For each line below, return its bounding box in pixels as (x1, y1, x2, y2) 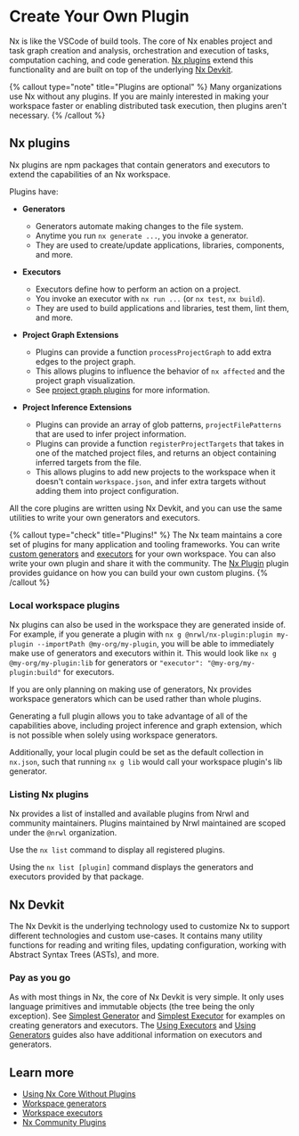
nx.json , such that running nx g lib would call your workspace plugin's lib (9, 756, 283, 768)
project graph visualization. (35, 375, 136, 385)
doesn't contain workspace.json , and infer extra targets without (35, 475, 266, 487)
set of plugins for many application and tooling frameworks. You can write (9, 539, 280, 549)
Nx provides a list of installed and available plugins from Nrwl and (9, 809, 249, 819)
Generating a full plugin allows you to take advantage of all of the (9, 711, 248, 721)
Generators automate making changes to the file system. (35, 220, 244, 231)
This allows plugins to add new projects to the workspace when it (35, 466, 276, 477)
